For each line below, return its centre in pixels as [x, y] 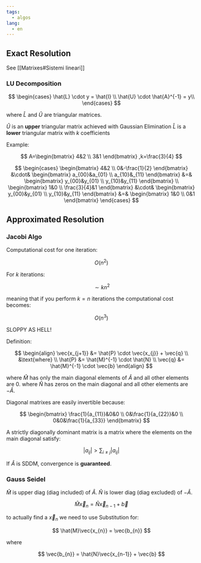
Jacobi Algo [24, 237]
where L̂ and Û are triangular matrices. [54, 115]
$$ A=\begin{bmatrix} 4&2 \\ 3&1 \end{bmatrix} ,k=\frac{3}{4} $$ [101, 156]
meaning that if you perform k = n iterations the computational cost [90, 299]
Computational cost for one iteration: [52, 250]
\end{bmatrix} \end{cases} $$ [101, 200]
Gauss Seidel [26, 479]
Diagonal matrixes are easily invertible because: [66, 403]
